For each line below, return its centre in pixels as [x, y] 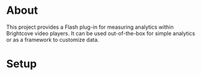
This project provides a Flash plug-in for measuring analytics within [90, 27]
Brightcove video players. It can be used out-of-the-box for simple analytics [101, 33]
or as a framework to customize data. [53, 39]
